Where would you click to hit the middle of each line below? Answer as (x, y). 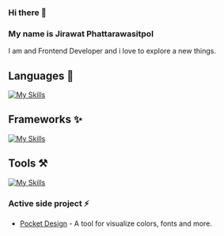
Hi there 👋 (28, 13)
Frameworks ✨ (46, 120)
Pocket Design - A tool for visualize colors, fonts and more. (116, 223)
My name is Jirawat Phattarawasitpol (81, 33)
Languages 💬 (41, 75)
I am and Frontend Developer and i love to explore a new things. (112, 51)
